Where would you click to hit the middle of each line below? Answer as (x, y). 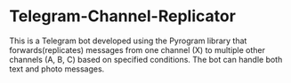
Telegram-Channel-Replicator (122, 16)
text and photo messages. (57, 69)
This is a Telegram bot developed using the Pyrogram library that (128, 41)
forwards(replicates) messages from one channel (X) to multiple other (137, 49)
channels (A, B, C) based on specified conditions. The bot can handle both (146, 59)
